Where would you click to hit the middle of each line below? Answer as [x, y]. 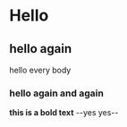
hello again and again [57, 93]
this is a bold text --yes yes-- [64, 113]
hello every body [40, 70]
